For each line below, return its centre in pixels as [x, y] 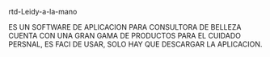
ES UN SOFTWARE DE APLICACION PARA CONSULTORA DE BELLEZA [125, 27]
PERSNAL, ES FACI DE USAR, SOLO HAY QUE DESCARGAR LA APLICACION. [135, 44]
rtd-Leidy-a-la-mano [43, 12]
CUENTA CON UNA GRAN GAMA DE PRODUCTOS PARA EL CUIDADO [124, 36]
